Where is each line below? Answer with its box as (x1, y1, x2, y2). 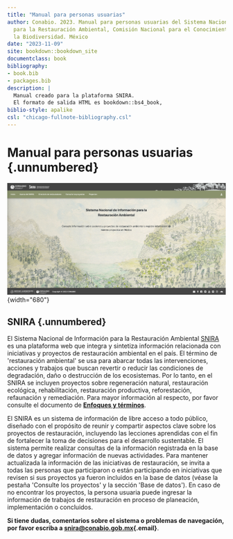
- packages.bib (7, 77, 51, 84)
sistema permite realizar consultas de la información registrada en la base (7, 444, 218, 452)
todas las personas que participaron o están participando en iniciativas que (7, 466, 223, 474)
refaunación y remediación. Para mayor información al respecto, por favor (7, 394, 218, 402)
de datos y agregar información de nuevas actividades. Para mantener (7, 451, 209, 460)
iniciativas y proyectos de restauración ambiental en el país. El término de (7, 349, 218, 357)
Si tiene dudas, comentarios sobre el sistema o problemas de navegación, (7, 517, 224, 525)
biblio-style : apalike (7, 106, 73, 114)
